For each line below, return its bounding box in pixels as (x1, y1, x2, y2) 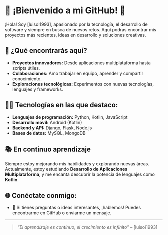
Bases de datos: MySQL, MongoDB (12, 130, 86, 136)
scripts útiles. (12, 65, 40, 71)
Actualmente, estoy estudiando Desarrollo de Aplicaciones (5, 166, 128, 172)
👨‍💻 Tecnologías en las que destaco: (5, 101, 118, 109)
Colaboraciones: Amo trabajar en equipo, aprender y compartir (12, 70, 144, 76)
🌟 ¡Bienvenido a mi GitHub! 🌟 (5, 5, 126, 16)
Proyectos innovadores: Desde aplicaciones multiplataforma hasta (12, 60, 151, 66)
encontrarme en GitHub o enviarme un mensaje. (12, 210, 111, 216)
